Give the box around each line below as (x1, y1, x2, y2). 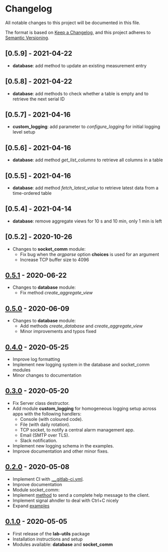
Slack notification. (20, 437, 58, 444)
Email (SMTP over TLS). (20, 432, 69, 438)
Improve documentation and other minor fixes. (12, 448, 109, 454)
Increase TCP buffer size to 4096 (20, 257, 90, 263)
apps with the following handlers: (12, 410, 81, 417)
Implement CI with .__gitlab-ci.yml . (12, 476, 84, 482)
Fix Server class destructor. (12, 400, 70, 406)
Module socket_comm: (12, 487, 60, 493)
